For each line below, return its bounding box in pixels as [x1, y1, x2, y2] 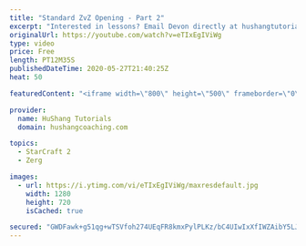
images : [9, 172, 39, 181]
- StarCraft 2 [17, 148, 71, 157]
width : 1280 [25, 189, 71, 199]
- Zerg [17, 156, 43, 165]
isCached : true [25, 206, 84, 215]
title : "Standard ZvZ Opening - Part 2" [9, 13, 166, 23]
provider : [9, 106, 47, 115]
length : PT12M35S [9, 56, 76, 65]
